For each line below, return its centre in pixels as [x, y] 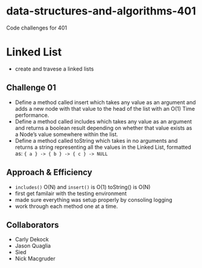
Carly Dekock [32, 240]
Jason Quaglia [33, 246]
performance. [32, 115]
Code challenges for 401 [37, 28]
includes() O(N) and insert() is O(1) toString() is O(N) [83, 187]
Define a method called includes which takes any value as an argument [103, 121]
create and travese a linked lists [54, 69]
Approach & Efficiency [49, 173]
